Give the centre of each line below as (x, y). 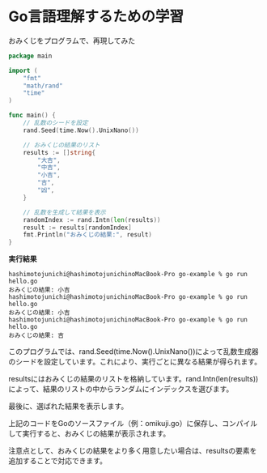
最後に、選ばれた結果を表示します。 (68, 407)
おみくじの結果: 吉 (36, 336)
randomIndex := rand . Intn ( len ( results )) (92, 219)
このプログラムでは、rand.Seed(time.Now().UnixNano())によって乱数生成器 (133, 352)
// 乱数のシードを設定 (56, 123)
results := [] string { (59, 152)
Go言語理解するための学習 (96, 17)
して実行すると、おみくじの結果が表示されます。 (89, 433)
